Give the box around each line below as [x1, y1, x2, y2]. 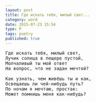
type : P [5, 27, 22, 32]
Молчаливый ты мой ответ [5, 60, 67, 66]
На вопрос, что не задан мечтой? [5, 65, 89, 71]
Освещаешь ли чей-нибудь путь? [5, 80, 84, 87]
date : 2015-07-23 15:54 [5, 22, 56, 27]
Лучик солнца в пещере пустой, [5, 55, 84, 61]
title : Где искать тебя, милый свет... [5, 12, 90, 17]
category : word [5, 17, 38, 22]
